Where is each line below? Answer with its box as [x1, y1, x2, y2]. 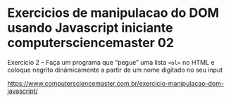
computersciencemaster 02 [7, 35, 175, 51]
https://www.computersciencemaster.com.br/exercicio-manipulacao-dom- [7, 79, 224, 87]
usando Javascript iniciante [7, 20, 173, 36]
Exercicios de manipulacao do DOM [7, 5, 220, 21]
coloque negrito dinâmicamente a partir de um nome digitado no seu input [7, 65, 223, 74]
